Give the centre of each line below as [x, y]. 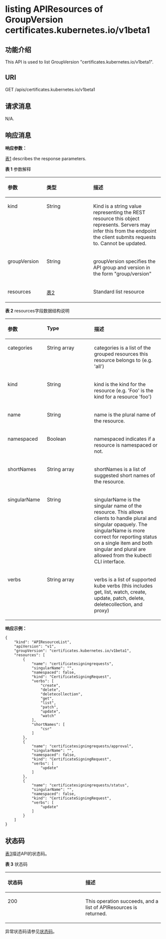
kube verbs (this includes [123, 586]
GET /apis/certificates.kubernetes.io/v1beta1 [50, 89]
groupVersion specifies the [124, 261]
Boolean [56, 439]
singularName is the [117, 500]
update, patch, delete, [119, 598]
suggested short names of [124, 475]
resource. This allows [119, 512]
